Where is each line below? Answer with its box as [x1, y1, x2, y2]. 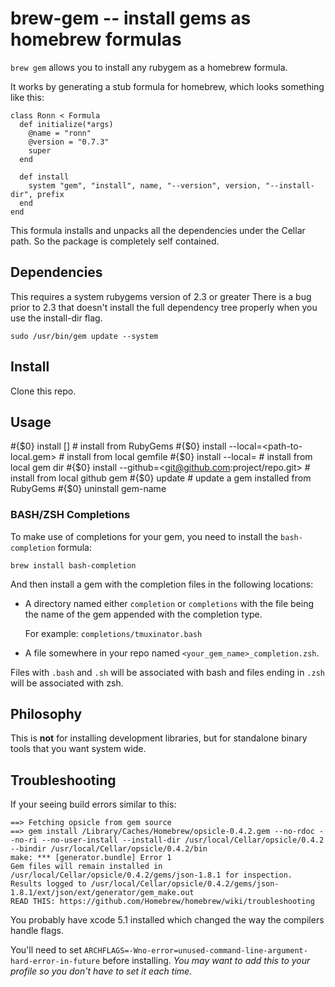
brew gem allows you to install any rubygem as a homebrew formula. [10, 61, 288, 73]
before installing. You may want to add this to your [102, 955, 311, 967]
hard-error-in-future [10, 957, 101, 967]
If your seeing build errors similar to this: [10, 798, 177, 811]
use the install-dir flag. [10, 312, 103, 324]
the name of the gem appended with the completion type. [24, 608, 263, 620]
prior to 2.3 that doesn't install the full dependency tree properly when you [10, 301, 318, 313]
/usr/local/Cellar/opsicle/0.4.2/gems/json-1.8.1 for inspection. [10, 870, 293, 881]
